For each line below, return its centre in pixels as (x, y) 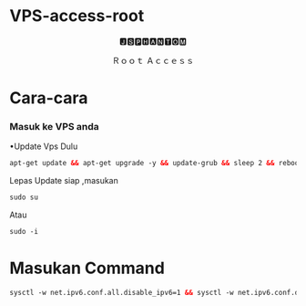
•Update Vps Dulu (44, 146)
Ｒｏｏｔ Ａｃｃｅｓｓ (153, 60)
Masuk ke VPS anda (55, 127)
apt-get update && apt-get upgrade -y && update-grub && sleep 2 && (142, 164)
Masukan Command (87, 268)
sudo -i (24, 232)
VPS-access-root (77, 16)
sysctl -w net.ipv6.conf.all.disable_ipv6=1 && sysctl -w (122, 292)
